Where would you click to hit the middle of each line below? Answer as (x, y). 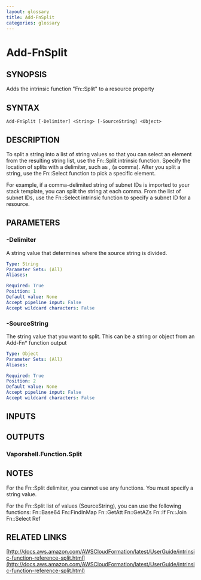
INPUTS (21, 417)
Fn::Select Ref (23, 518)
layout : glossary (28, 12)
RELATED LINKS (36, 537)
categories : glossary (33, 23)
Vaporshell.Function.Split (44, 454)
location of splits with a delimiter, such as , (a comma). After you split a (93, 167)
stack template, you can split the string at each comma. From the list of (94, 191)
